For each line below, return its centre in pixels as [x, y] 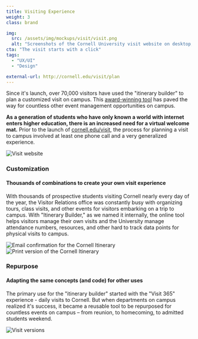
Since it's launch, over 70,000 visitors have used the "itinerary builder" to [95, 93]
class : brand [22, 22]
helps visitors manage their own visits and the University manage [85, 221]
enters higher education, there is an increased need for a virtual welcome [98, 124]
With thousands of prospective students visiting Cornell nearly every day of [98, 196]
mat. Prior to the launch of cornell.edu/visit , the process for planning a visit [97, 129]
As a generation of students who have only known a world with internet [95, 117]
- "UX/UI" [23, 60]
